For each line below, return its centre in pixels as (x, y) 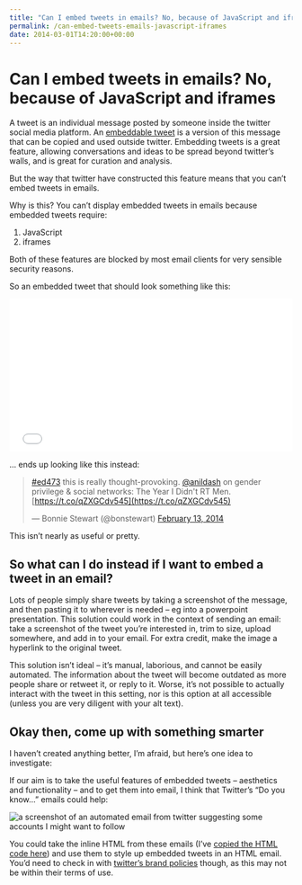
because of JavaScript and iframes (142, 98)
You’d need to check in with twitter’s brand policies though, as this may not (148, 863)
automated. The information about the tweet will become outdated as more (148, 675)
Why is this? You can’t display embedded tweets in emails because (133, 206)
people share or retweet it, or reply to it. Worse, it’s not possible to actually (147, 684)
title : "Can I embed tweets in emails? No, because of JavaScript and (144, 18)
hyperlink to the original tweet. (66, 648)
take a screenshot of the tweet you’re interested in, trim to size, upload (140, 629)
